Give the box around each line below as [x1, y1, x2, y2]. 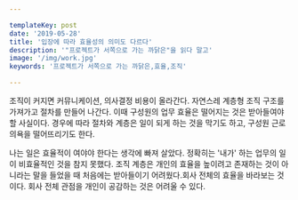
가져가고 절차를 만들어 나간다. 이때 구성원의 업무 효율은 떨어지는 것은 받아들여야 [9, 107, 285, 116]
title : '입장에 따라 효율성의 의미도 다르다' [9, 37, 153, 46]
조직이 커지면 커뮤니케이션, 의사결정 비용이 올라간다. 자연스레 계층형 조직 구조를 [9, 95, 285, 106]
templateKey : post [9, 20, 77, 29]
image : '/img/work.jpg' [9, 54, 98, 63]
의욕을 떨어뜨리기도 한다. [9, 129, 95, 139]
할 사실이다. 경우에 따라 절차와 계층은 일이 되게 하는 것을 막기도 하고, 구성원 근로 [9, 117, 286, 128]
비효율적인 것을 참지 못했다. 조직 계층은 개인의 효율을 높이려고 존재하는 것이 [18, 159, 280, 169]
